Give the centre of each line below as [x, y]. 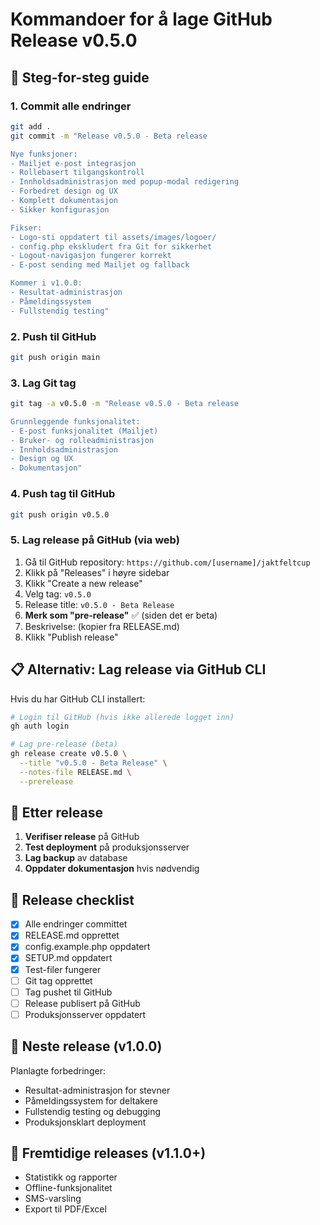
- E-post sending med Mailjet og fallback [100, 265]
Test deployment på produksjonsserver [107, 847]
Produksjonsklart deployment [85, 1122]
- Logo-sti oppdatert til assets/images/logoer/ [113, 237]
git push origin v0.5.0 [60, 514]
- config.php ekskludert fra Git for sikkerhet [111, 246]
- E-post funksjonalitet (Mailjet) [84, 431]
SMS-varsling [53, 1199]
